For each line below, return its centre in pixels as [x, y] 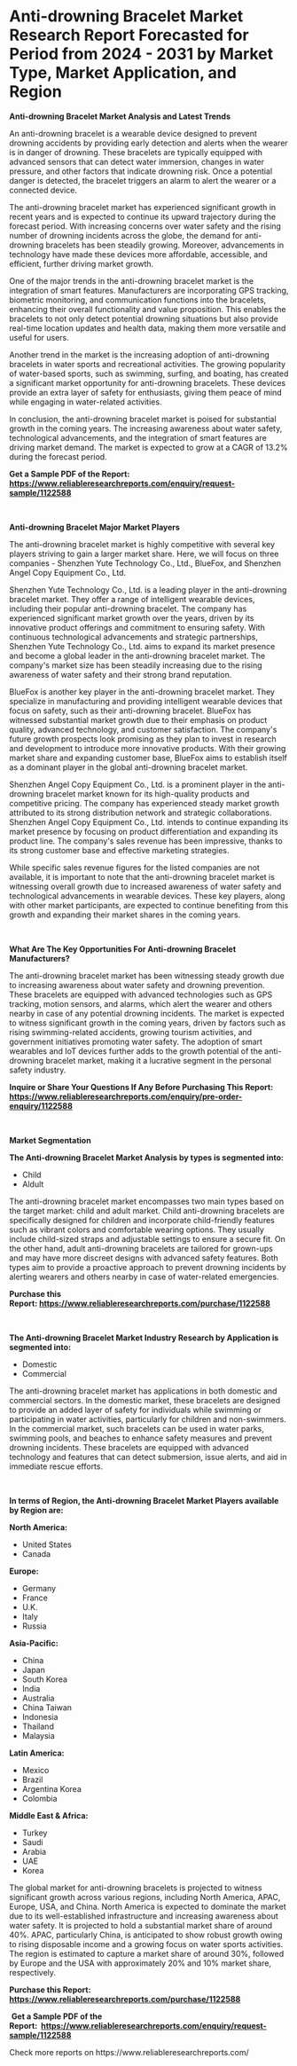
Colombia [39, 1798]
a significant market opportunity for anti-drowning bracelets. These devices [148, 382]
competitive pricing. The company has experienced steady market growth [144, 803]
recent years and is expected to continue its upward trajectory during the [143, 216]
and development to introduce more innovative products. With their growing [148, 748]
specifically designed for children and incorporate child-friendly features [142, 1220]
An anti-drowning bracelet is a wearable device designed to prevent [133, 133]
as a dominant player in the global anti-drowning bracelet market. [129, 767]
